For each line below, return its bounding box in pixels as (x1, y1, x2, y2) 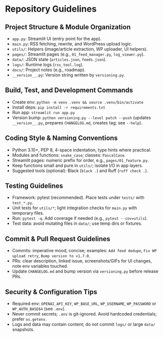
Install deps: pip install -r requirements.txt (12, 104, 106, 110)
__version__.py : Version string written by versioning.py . (12, 72, 126, 78)
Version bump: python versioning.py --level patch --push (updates (12, 115, 151, 120)
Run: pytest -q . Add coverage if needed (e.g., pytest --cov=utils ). (12, 216, 148, 221)
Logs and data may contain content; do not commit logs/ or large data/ (12, 321, 156, 327)
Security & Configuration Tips (5, 288, 97, 296)
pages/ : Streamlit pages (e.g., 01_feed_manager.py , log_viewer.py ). (12, 51, 145, 57)
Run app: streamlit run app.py (12, 109, 75, 115)
